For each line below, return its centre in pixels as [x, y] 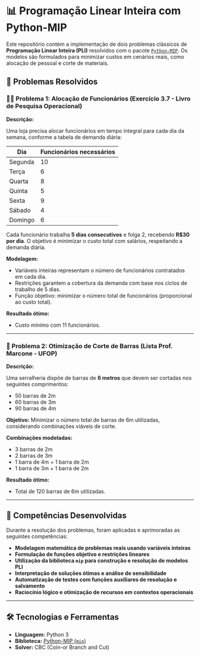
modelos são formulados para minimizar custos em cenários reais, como [95, 57]
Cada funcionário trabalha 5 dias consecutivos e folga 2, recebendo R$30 [98, 235]
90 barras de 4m [35, 408]
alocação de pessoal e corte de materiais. [57, 63]
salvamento [30, 586]
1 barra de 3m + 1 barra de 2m [52, 468]
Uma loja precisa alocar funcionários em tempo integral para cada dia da [95, 130]
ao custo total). [33, 302]
